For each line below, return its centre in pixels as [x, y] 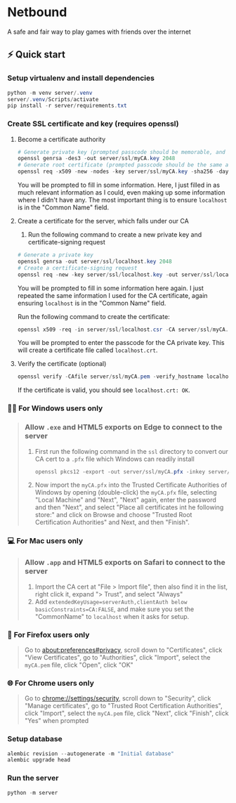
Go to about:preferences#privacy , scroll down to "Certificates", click [123, 650]
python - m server [33, 792]
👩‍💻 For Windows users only [55, 408]
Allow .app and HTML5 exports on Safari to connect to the [125, 563]
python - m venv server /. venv [50, 93]
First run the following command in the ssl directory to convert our [131, 451]
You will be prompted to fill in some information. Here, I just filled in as [118, 185]
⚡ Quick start [36, 54]
